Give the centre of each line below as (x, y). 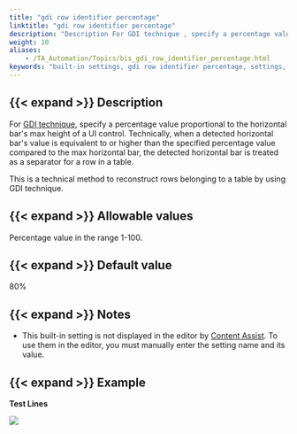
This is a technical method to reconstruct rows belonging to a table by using (147, 179)
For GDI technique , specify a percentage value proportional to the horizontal (148, 124)
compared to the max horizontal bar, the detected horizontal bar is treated (144, 152)
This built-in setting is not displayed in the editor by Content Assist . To (150, 336)
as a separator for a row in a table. (72, 161)
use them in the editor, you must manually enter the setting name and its (153, 345)
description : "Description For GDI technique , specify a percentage (140, 34)
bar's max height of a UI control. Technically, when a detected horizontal (141, 133)
